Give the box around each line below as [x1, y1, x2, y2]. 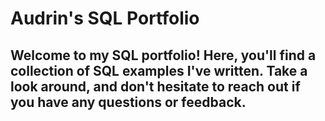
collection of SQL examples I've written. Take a [10, 62, 308, 79]
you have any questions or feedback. [10, 93, 247, 111]
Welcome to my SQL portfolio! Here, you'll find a [10, 47, 317, 64]
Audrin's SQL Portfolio [10, 7, 200, 30]
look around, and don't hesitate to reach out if [10, 78, 301, 95]
